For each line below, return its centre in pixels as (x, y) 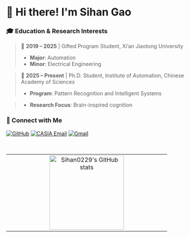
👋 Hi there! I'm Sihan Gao (69, 12)
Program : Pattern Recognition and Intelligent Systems (96, 93)
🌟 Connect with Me (34, 120)
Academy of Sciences (48, 82)
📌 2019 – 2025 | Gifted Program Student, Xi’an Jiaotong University (102, 46)
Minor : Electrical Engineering (65, 64)
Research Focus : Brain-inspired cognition (81, 105)
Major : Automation (53, 58)
